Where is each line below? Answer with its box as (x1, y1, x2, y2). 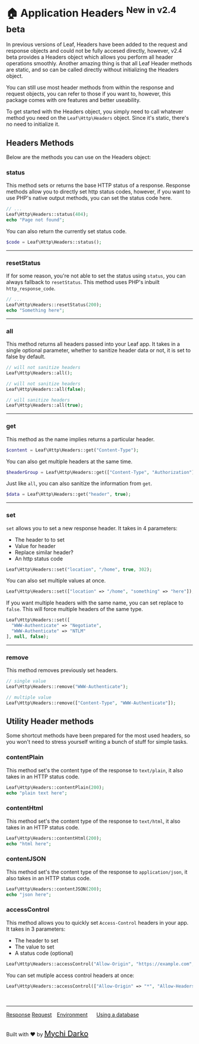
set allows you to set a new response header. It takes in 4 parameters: (6, 524, 178, 531)
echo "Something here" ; (6, 307, 65, 313)
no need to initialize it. (6, 120, 60, 128)
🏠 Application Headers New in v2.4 (6, 4, 176, 20)
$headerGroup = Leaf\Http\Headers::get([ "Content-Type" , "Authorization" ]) (6, 469, 197, 475)
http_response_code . (6, 285, 56, 292)
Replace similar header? (14, 549, 74, 556)
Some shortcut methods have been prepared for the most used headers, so (6, 732, 191, 739)
